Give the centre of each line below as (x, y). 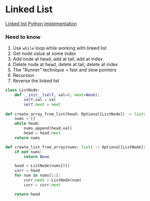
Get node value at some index (44, 54)
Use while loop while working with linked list (60, 48)
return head (27, 194)
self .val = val (40, 99)
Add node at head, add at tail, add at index (58, 59)
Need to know (23, 37)
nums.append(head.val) (48, 128)
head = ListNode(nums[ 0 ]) (42, 166)
